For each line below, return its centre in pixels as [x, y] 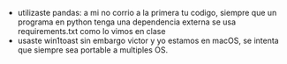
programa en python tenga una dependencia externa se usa [127, 22]
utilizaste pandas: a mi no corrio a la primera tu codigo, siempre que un [147, 13]
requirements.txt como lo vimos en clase [91, 31]
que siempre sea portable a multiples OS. [93, 50]
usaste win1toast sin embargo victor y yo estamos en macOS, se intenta [148, 40]
